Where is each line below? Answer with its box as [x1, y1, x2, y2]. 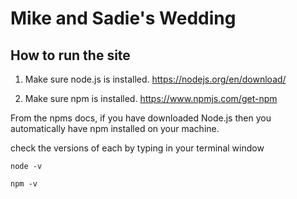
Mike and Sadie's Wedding [10, 7, 237, 30]
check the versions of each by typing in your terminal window [10, 142, 265, 154]
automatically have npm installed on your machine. [10, 123, 220, 134]
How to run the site [10, 47, 131, 64]
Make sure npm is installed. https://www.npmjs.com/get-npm [24, 93, 278, 104]
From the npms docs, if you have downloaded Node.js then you [10, 112, 272, 124]
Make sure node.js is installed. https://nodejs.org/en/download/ [24, 73, 287, 85]
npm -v [10, 179, 38, 189]
